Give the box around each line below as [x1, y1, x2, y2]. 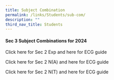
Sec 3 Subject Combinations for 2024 [5, 37, 87, 44]
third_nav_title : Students [5, 22, 63, 27]
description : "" [5, 17, 40, 22]
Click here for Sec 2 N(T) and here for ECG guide [5, 69, 109, 75]
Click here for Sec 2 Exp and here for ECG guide [5, 49, 107, 55]
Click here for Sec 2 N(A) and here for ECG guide [5, 59, 109, 65]
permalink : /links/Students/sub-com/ [5, 12, 86, 17]
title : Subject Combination [5, 7, 65, 13]
